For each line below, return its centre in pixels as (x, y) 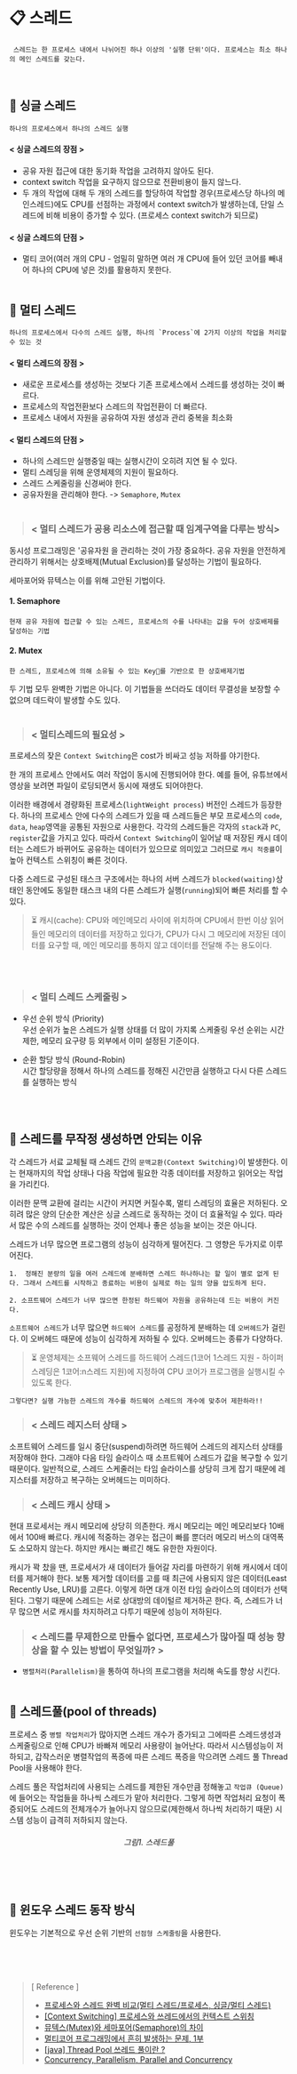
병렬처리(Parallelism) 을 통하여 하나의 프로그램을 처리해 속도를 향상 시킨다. (151, 1671)
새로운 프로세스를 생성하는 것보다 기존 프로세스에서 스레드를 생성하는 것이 (149, 384)
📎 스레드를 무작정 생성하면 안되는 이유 (106, 1139)
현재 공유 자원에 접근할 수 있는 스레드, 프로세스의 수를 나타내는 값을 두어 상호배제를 (144, 622)
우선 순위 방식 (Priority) (63, 1018)
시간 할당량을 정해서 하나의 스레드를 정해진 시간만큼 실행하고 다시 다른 (143, 1070)
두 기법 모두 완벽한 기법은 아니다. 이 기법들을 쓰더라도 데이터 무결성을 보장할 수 (145, 689)
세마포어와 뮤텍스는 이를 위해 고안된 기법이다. (87, 580)
